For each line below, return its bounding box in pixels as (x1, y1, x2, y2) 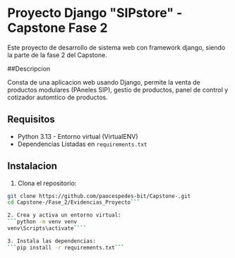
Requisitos (7, 113, 55, 125)
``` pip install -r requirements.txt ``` (7, 244, 125, 251)
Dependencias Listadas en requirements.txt (17, 140, 147, 148)
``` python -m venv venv (7, 219, 78, 226)
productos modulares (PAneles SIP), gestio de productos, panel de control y (7, 85, 229, 94)
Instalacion (7, 160, 58, 172)
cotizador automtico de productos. (7, 93, 108, 102)
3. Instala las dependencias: (7, 238, 97, 245)
